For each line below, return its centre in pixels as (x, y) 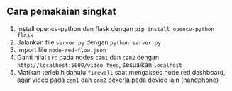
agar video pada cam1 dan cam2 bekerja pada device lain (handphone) (118, 80)
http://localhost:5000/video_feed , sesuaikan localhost (99, 65)
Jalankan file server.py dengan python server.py (89, 42)
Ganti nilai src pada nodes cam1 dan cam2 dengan (88, 57)
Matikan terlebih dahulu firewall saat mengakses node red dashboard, (121, 72)
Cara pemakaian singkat (61, 12)
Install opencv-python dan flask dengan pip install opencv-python (115, 28)
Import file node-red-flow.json (61, 49)
